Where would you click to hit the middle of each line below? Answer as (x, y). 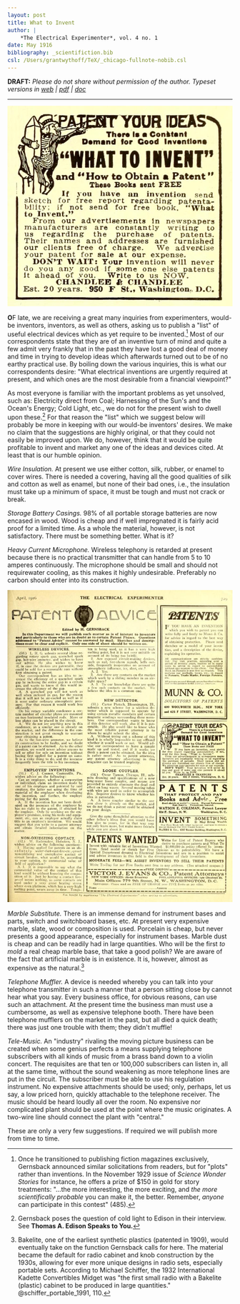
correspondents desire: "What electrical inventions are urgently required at (117, 372)
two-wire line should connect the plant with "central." (86, 1117)
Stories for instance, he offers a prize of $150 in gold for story (109, 1181)
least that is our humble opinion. (55, 455)
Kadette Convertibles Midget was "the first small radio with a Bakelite (120, 1278)
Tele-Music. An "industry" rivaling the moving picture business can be (111, 1041)
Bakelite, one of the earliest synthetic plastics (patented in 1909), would (123, 1240)
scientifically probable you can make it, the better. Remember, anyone (121, 1197)
